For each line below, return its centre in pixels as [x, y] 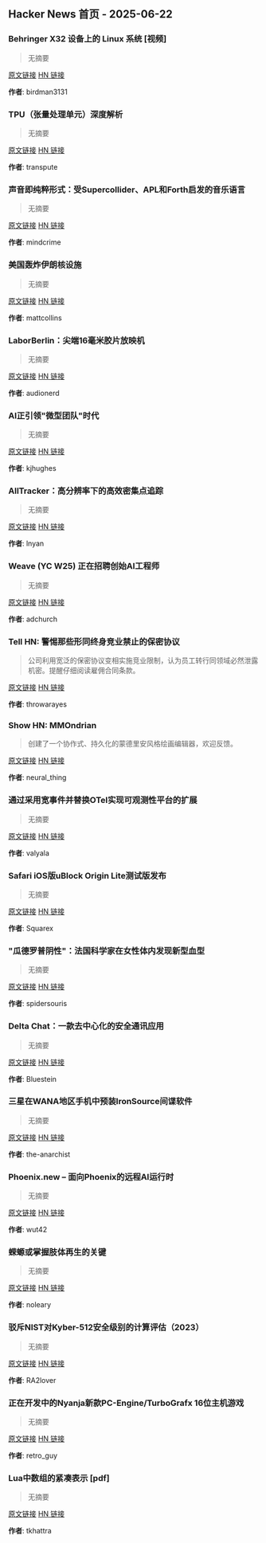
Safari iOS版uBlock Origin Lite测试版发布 [88, 875]
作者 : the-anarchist [39, 1154]
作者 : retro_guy [33, 1455]
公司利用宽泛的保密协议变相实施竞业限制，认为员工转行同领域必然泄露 [143, 660]
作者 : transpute [33, 166]
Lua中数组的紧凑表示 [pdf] [59, 1478]
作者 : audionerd [34, 393]
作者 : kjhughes [33, 468]
